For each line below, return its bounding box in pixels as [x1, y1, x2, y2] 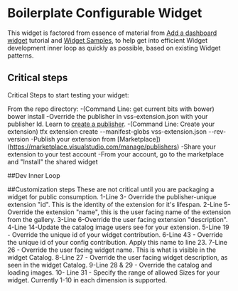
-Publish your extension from [31, 134, 116, 143]
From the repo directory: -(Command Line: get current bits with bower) [7, 105, 215, 113]
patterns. [7, 51, 34, 60]
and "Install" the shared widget [7, 157, 98, 166]
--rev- [208, 127, 227, 136]
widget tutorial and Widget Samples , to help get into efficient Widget [7, 36, 208, 44]
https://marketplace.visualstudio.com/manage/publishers [9, 142, 178, 151]
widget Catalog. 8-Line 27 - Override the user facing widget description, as [7, 253, 228, 261]
